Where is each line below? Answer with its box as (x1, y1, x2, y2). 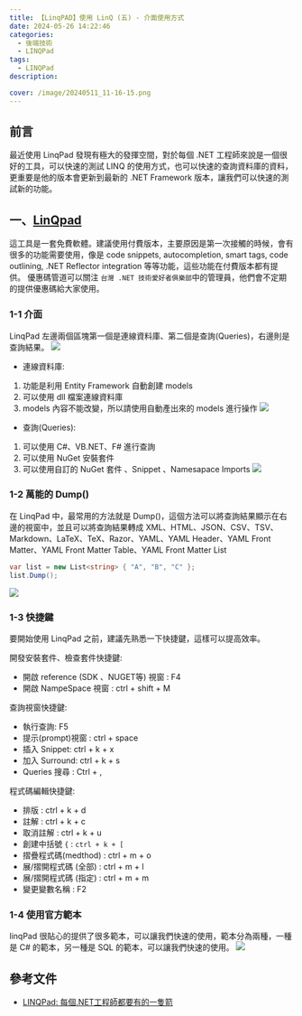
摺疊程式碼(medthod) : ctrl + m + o (22, 850, 151, 861)
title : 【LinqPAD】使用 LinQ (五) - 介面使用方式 (9, 13, 185, 23)
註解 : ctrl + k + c (22, 816, 87, 826)
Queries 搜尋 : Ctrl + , (22, 766, 102, 777)
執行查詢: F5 (22, 721, 69, 732)
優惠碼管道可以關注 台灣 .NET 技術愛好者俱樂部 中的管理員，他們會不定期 (26, 272, 287, 283)
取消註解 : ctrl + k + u (22, 827, 102, 838)
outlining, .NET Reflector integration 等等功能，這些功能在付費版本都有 (9, 261, 270, 272)
